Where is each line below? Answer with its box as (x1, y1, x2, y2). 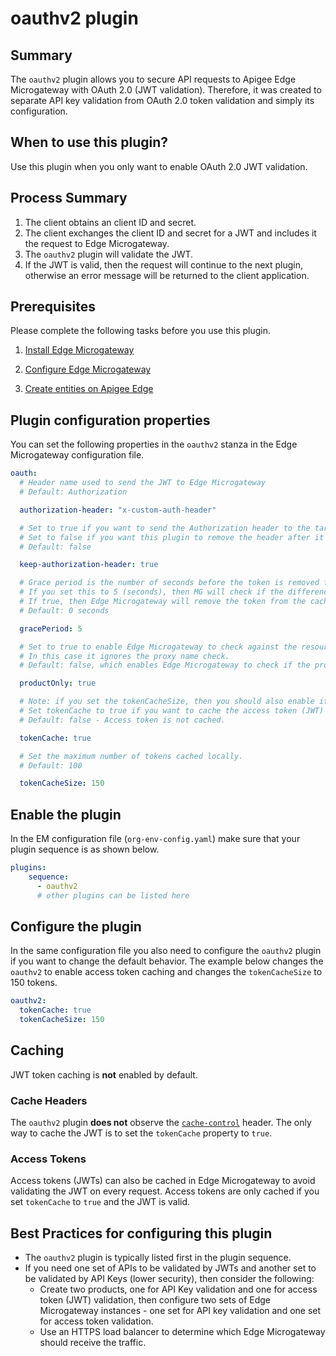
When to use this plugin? (10, 134, 169, 151)
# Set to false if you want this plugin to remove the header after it (19, 532, 325, 542)
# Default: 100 (19, 760, 83, 771)
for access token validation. (39, 1315, 154, 1327)
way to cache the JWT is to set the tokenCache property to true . (10, 1127, 273, 1139)
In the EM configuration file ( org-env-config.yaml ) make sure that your (10, 833, 301, 845)
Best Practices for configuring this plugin (10, 1225, 273, 1242)
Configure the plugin (10, 918, 142, 935)
